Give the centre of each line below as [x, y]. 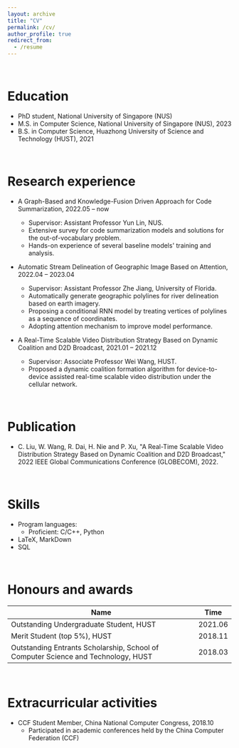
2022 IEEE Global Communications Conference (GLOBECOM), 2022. [118, 462]
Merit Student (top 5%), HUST [62, 636]
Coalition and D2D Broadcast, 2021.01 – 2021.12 [87, 348]
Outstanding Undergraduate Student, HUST [84, 624]
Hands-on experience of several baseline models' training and [119, 245]
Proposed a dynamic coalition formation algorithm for [106, 369]
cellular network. [53, 384]
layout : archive [31, 14]
